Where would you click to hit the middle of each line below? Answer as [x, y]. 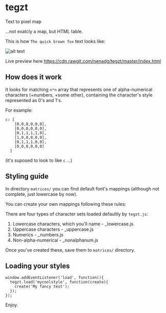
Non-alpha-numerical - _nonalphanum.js [55, 240]
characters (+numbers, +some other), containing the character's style [79, 95]
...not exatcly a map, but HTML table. [44, 31]
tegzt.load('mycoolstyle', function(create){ [59, 282]
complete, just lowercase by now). [41, 194]
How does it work [34, 77]
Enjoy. [12, 305]
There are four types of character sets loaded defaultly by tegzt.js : [77, 214]
